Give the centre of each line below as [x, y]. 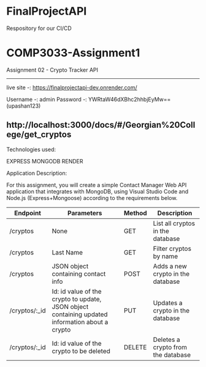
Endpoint [28, 213]
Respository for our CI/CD [39, 28]
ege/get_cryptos [39, 135]
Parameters [85, 213]
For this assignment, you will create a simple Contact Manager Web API [97, 185]
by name [166, 256]
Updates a [168, 303]
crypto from [170, 347]
